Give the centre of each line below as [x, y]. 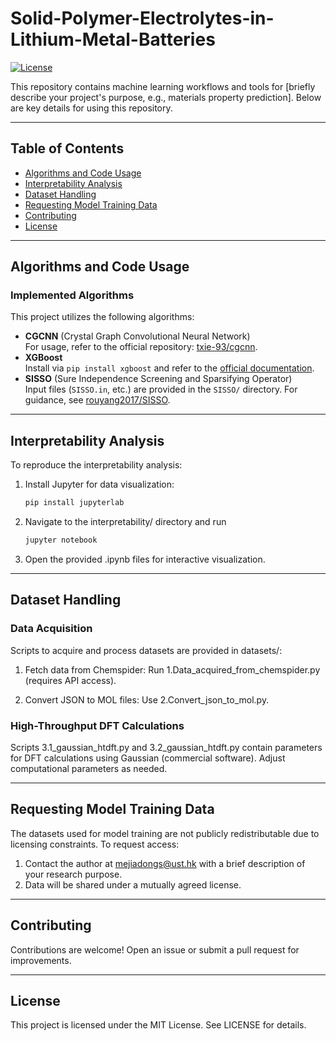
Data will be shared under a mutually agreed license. [133, 884]
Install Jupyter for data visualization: [99, 484]
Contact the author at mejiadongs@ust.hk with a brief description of [165, 863]
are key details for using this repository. [91, 108]
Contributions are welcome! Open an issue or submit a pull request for [155, 949]
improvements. [41, 960]
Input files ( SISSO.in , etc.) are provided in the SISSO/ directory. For [161, 389]
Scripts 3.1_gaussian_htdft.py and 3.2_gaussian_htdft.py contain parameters [166, 747]
